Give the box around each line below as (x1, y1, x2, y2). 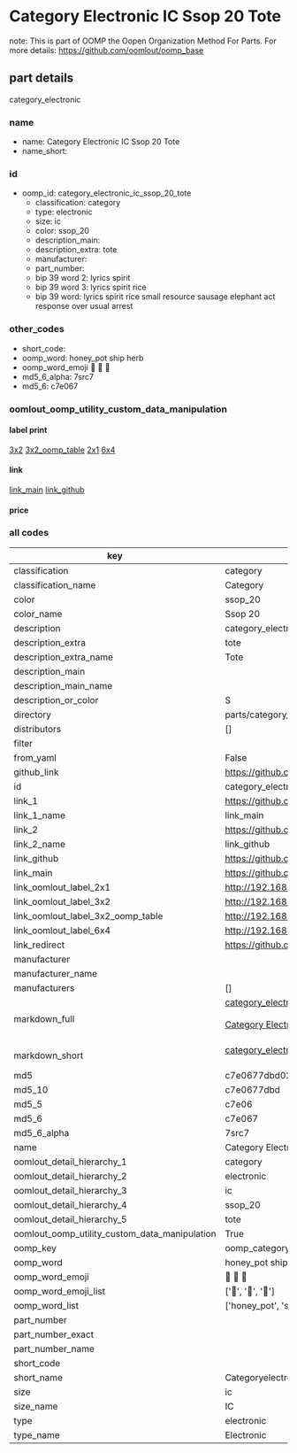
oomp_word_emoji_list (13, 1285, 106, 1297)
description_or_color (13, 693, 99, 706)
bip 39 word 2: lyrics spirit (34, 273, 131, 283)
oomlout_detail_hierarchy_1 (13, 1155, 127, 1168)
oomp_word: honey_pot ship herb (21, 352, 144, 363)
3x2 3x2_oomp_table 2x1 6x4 (9, 444, 116, 455)
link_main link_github (9, 484, 86, 495)
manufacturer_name (13, 967, 98, 979)
